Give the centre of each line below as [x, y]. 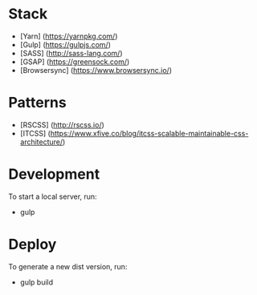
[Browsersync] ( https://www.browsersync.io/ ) [96, 70]
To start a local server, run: [53, 196]
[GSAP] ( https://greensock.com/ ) [75, 62]
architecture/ [41, 142]
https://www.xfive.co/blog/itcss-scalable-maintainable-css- [149, 133]
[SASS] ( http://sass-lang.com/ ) [71, 53]
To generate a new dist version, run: [68, 266]
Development [54, 174]
